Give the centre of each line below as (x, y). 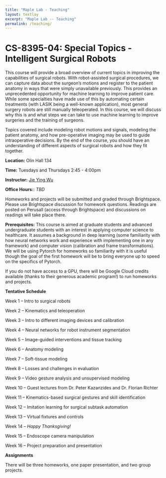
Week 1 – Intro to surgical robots (38, 301)
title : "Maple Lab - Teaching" (37, 10)
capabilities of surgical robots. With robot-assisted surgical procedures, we (82, 78)
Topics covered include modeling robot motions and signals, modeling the (81, 130)
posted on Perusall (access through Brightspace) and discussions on (76, 210)
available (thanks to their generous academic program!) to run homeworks (81, 277)
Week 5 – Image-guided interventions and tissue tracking (63, 340)
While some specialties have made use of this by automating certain (75, 99)
